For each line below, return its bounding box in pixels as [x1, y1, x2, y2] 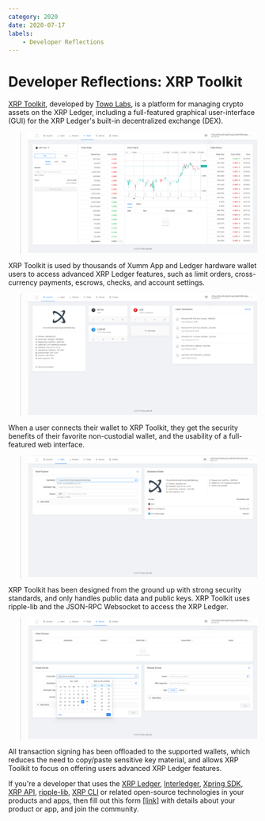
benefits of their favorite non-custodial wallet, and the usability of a [8, 431, 228, 440]
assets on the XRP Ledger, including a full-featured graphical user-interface [8, 108, 256, 117]
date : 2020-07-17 [8, 21, 66, 29]
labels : [8, 29, 34, 37]
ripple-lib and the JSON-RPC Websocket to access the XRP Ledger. [8, 601, 229, 611]
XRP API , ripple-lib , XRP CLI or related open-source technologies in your [8, 787, 244, 796]
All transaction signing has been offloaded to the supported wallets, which [8, 746, 251, 756]
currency [8, 278, 38, 287]
